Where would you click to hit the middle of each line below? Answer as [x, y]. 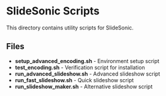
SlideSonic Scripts [53, 11]
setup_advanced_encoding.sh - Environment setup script [87, 61]
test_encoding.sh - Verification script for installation [80, 67]
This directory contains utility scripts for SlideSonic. [70, 28]
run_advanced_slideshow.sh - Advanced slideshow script [87, 74]
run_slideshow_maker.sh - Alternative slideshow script [84, 86]
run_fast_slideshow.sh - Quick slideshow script [74, 80]
